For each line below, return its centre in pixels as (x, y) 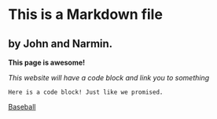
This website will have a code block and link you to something (109, 78)
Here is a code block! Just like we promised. (86, 92)
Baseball (22, 107)
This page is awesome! (47, 62)
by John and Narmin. (61, 44)
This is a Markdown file (86, 15)
